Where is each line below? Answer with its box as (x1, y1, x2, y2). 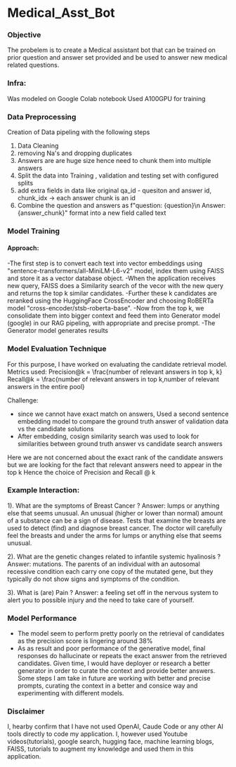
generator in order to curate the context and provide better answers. (17, 667, 216, 675)
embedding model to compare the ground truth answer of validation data (17, 417, 229, 426)
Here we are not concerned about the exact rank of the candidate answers (7, 453, 223, 461)
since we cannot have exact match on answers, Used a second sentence (17, 409, 229, 418)
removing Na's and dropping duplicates (17, 149, 132, 157)
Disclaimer (7, 707, 45, 716)
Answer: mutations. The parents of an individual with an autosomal (7, 560, 200, 568)
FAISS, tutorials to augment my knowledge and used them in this (7, 745, 194, 753)
